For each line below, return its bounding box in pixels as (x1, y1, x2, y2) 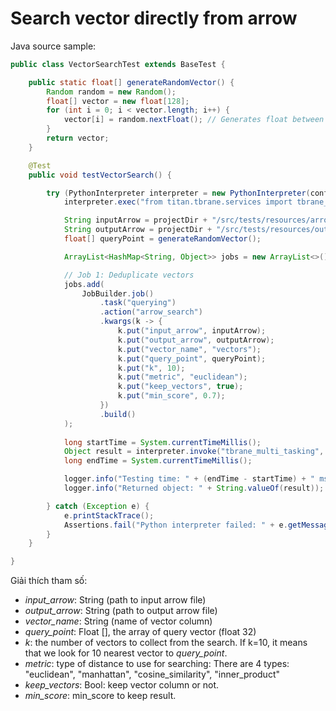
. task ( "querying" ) (99, 298, 177, 308)
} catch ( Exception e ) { (46, 501, 150, 511)
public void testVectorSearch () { (28, 170, 172, 180)
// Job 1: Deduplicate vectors (63, 270, 195, 280)
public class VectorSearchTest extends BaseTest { (10, 59, 226, 69)
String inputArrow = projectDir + (63, 215, 208, 226)
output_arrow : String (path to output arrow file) (24, 605, 218, 617)
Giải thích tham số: (10, 575, 88, 587)
